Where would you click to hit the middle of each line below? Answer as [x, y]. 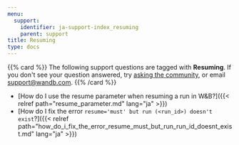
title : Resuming [31, 41]
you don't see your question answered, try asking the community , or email [117, 75]
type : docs [24, 47]
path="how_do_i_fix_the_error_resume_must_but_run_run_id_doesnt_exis [125, 126]
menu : [15, 14]
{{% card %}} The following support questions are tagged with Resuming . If [119, 67]
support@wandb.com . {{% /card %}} [62, 82]
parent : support [45, 34]
